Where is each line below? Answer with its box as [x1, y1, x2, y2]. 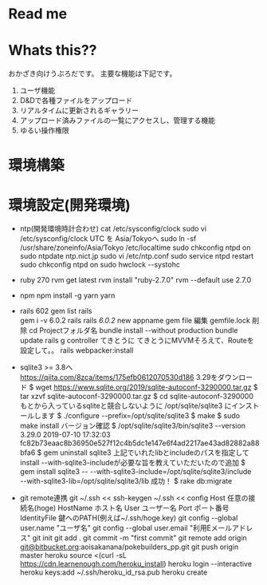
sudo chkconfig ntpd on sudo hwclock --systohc [19, 260, 181, 270]
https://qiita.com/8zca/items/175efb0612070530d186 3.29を [19, 373, 218, 382]
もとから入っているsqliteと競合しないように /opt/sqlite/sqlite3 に [19, 401, 232, 411]
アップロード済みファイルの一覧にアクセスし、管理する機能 [19, 116, 216, 125]
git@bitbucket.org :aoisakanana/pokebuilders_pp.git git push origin [19, 542, 239, 551]
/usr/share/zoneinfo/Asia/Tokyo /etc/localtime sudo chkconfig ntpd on [19, 243, 251, 252]
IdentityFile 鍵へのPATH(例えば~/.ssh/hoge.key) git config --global [19, 513, 238, 523]
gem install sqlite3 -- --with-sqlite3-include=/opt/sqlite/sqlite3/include [19, 467, 252, 476]
